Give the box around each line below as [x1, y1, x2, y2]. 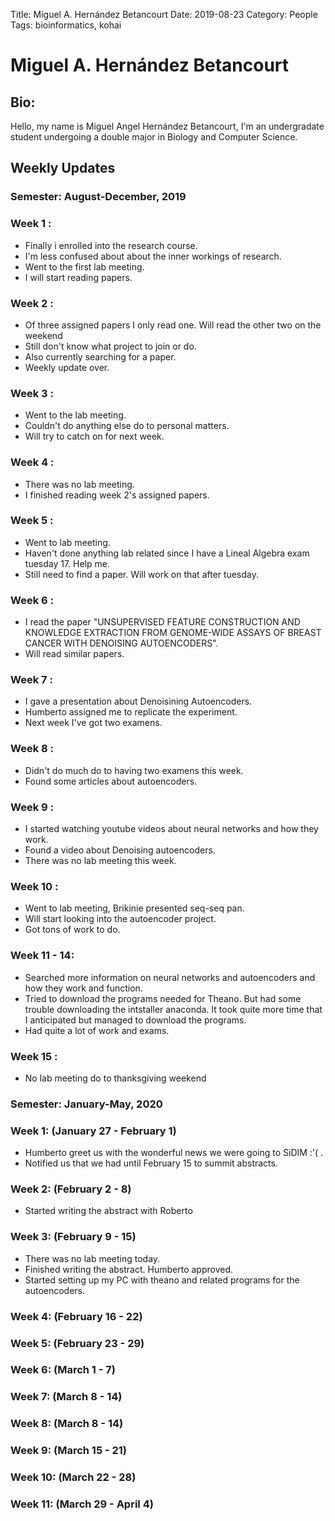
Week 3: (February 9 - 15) [10, 1230, 137, 1244]
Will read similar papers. [24, 648, 125, 660]
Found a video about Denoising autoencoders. [24, 844, 216, 856]
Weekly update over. [24, 361, 110, 373]
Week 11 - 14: [10, 949, 75, 963]
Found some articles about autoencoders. [24, 775, 198, 787]
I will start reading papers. [24, 271, 133, 283]
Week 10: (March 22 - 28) [10, 1470, 137, 1484]
